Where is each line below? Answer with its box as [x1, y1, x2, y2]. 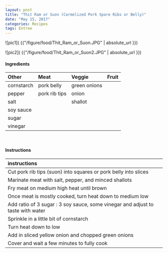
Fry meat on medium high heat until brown [7, 184, 107, 191]
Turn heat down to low [7, 223, 60, 230]
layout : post [5, 7, 32, 13]
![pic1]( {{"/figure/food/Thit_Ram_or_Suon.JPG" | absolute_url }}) [5, 40, 138, 46]
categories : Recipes [5, 21, 48, 27]
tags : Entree [5, 26, 32, 31]
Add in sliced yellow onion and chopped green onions [7, 231, 134, 238]
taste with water [7, 207, 45, 214]
